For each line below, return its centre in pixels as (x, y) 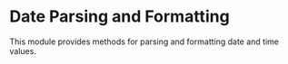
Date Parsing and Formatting (119, 17)
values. (23, 50)
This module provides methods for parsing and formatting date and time (144, 41)
